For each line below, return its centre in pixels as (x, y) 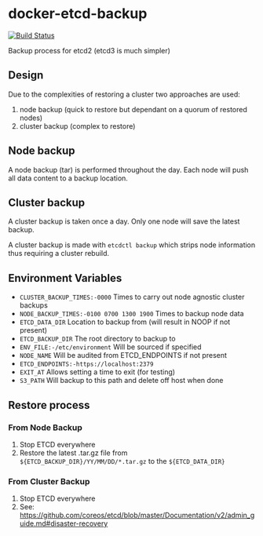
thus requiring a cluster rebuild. (59, 253)
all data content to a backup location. (68, 178)
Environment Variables (65, 278)
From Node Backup (45, 427)
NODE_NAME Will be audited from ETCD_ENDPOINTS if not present (123, 356)
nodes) (31, 118)
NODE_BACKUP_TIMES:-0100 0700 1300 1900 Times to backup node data (132, 314)
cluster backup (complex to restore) (77, 126)
